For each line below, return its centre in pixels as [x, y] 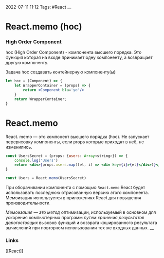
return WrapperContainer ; [41, 99]
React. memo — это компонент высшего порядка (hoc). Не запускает [78, 137]
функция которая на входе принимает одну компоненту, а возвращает [79, 57]
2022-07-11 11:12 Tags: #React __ [38, 7]
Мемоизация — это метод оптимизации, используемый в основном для [81, 212]
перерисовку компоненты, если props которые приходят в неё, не [75, 142]
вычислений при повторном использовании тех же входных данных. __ [80, 228]
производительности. [28, 203]
